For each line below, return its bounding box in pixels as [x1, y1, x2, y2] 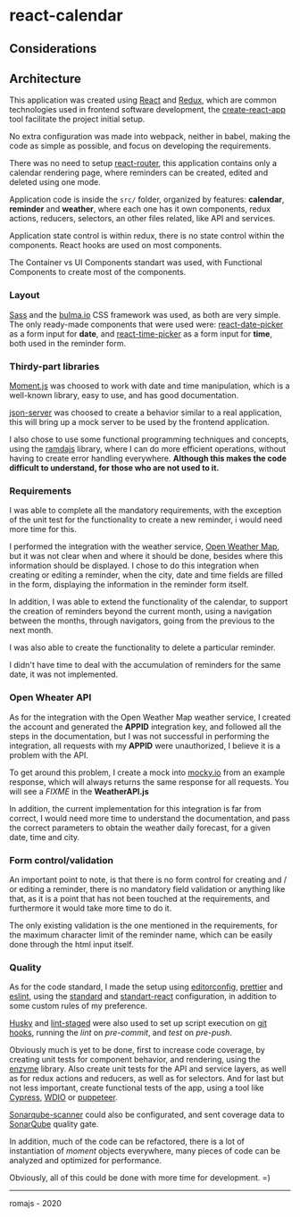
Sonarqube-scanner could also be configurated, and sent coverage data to [9, 1109, 285, 1121]
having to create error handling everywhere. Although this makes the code [9, 453, 287, 463]
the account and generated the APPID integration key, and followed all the [9, 721, 282, 732]
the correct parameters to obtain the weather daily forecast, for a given [9, 822, 271, 833]
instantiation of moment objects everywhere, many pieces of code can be [9, 1146, 281, 1156]
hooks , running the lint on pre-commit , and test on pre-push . [9, 1028, 233, 1038]
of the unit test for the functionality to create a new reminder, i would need [9, 514, 283, 525]
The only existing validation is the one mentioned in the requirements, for [9, 920, 279, 930]
